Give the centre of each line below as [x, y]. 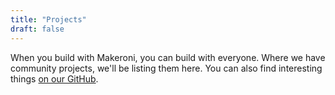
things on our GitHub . [54, 78]
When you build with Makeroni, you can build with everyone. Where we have [168, 57]
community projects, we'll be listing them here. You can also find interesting [166, 68]
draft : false [37, 29]
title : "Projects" [48, 19]
